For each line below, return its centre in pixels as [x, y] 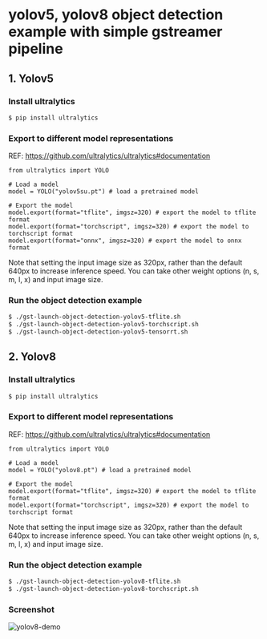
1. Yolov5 [31, 78]
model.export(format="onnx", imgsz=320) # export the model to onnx [125, 241]
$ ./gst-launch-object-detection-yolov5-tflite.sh [95, 317]
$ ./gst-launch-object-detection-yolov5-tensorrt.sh [98, 332]
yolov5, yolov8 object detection [116, 15]
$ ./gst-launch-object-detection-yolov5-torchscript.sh [103, 325]
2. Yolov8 [32, 357]
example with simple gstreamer [115, 32]
